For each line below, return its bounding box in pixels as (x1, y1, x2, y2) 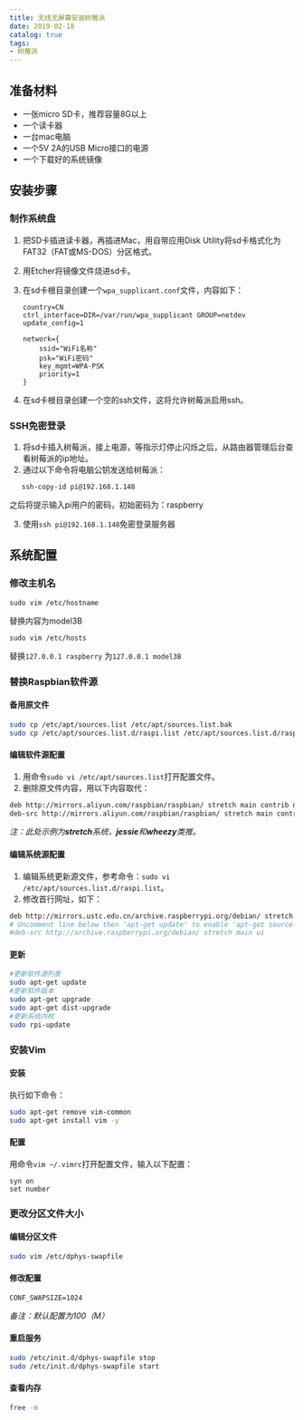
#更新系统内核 (9, 1011, 54, 1020)
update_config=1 (22, 318, 84, 327)
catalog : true (9, 30, 63, 39)
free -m (9, 1404, 39, 1413)
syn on (9, 1176, 34, 1185)
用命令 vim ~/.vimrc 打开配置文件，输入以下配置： (9, 1158, 193, 1169)
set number (9, 1184, 51, 1193)
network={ (22, 334, 61, 343)
